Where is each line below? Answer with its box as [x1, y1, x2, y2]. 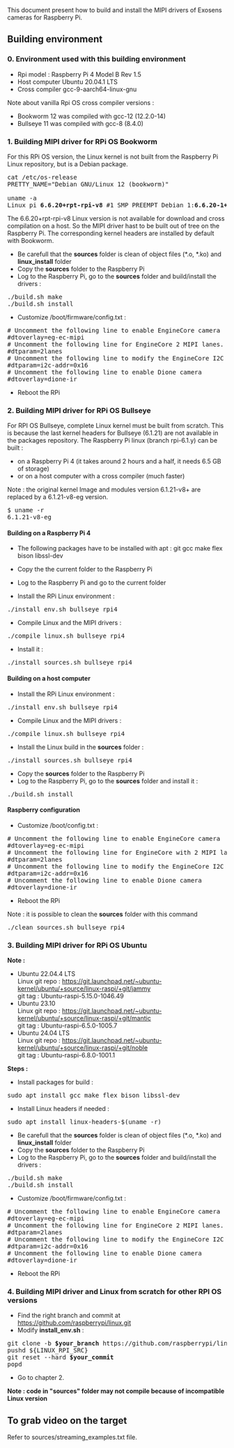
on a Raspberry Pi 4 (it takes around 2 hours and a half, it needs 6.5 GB [17, 457, 221, 466]
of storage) [17, 464, 50, 473]
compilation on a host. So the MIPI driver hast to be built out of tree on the [7, 221, 220, 230]
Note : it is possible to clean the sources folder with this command [7, 910, 198, 918]
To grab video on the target [7, 1415, 127, 1426]
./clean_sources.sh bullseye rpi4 [7, 923, 125, 931]
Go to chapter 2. [17, 1374, 65, 1382]
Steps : [7, 1064, 29, 1073]
